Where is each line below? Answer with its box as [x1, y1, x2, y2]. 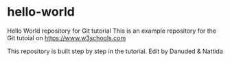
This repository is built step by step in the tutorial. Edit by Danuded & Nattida [7, 47, 223, 55]
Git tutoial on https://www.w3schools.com [7, 33, 126, 42]
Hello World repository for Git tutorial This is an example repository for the [7, 27, 217, 35]
